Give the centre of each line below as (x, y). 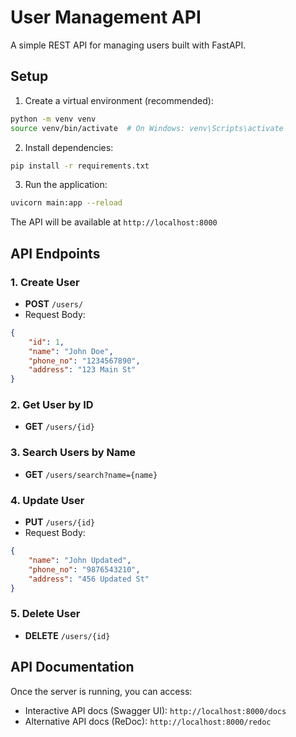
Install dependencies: (69, 147)
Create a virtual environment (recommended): (119, 100)
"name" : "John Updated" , (80, 560)
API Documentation (72, 667)
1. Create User (45, 282)
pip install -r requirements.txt (80, 166)
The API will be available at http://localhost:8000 (114, 222)
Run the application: (66, 185)
